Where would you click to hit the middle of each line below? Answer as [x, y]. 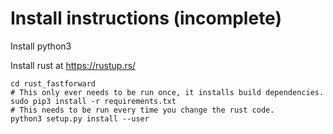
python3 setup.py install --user [80, 118]
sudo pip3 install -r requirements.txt [93, 101]
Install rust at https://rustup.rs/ [73, 65]
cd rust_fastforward [53, 83]
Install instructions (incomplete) [146, 18]
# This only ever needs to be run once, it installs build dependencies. [167, 92]
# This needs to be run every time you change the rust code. [142, 110]
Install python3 [41, 46]
